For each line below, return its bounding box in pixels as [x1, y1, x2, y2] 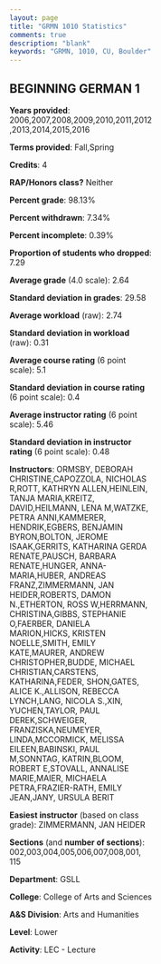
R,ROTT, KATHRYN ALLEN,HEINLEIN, [9, 482, 148, 493]
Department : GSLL [9, 873, 80, 884]
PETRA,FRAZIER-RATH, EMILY [9, 782, 123, 793]
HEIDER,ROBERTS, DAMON [9, 589, 111, 600]
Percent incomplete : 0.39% [9, 229, 114, 241]
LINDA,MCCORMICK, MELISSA [9, 733, 125, 745]
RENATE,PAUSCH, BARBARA [9, 551, 117, 562]
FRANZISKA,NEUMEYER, [9, 724, 102, 735]
